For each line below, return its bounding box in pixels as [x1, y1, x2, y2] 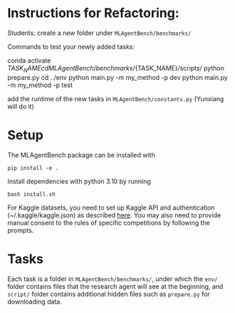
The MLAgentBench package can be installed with [7, 150, 155, 159]
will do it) [7, 102, 34, 111]
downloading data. [7, 297, 62, 306]
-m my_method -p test [7, 81, 73, 89]
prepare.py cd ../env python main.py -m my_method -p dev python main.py [7, 73, 228, 81]
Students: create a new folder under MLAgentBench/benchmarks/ [7, 29, 192, 37]
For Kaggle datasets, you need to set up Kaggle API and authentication [7, 203, 215, 212]
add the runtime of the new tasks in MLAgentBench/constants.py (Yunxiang [7, 94, 224, 103]
